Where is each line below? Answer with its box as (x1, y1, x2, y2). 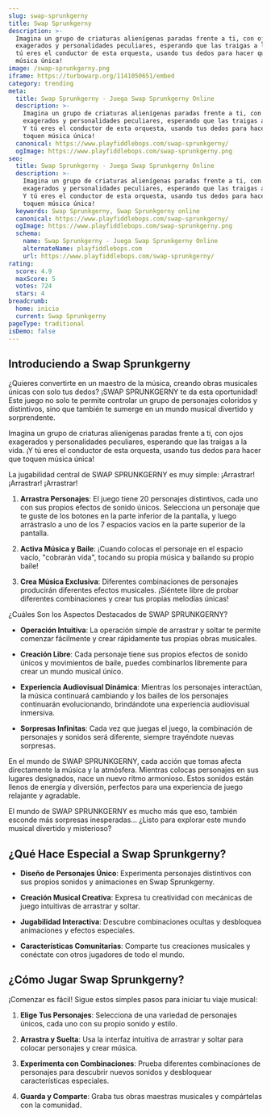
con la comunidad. (19, 1100, 82, 1110)
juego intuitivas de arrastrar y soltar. (19, 901, 141, 911)
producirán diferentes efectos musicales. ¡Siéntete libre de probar (19, 585, 240, 595)
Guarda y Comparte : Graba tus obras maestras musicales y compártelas (19, 1091, 262, 1101)
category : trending (8, 79, 74, 87)
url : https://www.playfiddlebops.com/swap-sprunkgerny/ (23, 252, 215, 260)
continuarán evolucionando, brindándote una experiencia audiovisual (19, 699, 250, 709)
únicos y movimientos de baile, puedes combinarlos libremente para (19, 658, 248, 668)
